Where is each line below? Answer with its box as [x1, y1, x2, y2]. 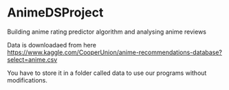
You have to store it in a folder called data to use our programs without [7, 69, 207, 77]
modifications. [7, 76, 48, 84]
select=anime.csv [7, 55, 58, 63]
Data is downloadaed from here [7, 41, 96, 49]
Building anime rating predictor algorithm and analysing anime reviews [7, 27, 206, 36]
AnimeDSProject [7, 5, 104, 21]
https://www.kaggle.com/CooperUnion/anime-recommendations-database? [7, 48, 222, 56]
